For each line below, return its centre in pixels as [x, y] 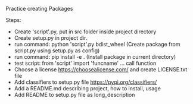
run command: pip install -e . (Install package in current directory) [95, 57]
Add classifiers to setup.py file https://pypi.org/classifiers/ [85, 82]
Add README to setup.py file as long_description [74, 95]
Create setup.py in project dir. [51, 38]
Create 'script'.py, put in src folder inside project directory [85, 31]
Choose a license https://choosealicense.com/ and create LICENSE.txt [101, 70]
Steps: [13, 20]
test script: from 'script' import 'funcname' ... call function [85, 63]
